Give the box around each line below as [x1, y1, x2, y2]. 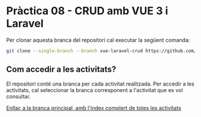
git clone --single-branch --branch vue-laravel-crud [6, 48, 144, 54]
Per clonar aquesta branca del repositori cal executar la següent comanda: [6, 36, 190, 43]
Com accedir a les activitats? [6, 64, 117, 75]
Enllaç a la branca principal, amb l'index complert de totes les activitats [6, 104, 181, 111]
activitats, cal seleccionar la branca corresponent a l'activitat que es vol [6, 86, 184, 93]
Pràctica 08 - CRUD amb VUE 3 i [6, 4, 169, 18]
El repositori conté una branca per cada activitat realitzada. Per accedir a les [6, 80, 194, 87]
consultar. [6, 93, 31, 100]
